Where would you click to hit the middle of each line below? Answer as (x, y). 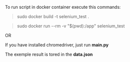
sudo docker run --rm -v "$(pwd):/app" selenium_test (71, 26)
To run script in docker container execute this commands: (63, 7)
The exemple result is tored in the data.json (49, 54)
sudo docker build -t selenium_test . (53, 16)
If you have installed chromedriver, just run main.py (57, 45)
